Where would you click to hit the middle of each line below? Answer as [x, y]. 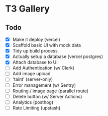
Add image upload [31, 74]
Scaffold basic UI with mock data [47, 45]
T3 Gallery [28, 9]
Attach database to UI [35, 62]
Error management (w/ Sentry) [44, 85]
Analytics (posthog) [33, 102]
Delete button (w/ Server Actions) [47, 96]
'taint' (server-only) [33, 79]
